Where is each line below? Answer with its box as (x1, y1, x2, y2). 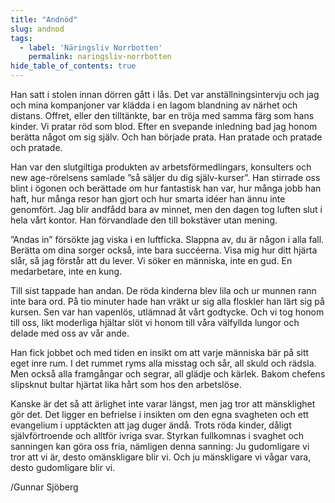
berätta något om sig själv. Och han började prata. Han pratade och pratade (10, 131, 323, 143)
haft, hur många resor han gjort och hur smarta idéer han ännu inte (10, 193, 286, 205)
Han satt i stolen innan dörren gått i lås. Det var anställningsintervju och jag (10, 89, 320, 100)
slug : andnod (10, 24, 65, 34)
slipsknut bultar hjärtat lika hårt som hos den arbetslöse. (10, 379, 242, 390)
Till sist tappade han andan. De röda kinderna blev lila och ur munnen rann (10, 285, 317, 296)
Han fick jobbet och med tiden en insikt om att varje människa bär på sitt (10, 347, 310, 358)
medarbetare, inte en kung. (10, 266, 123, 277)
